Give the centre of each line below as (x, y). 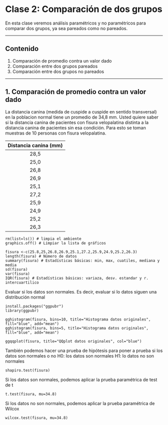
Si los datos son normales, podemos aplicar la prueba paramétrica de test (81, 379)
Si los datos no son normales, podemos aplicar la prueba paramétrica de (80, 403)
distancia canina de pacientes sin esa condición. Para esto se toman (75, 127)
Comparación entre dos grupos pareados (55, 66)
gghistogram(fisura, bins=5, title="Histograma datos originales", (77, 328)
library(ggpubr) (22, 310)
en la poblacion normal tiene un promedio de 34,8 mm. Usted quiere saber (82, 117)
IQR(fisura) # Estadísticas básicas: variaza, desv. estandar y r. (77, 278)
